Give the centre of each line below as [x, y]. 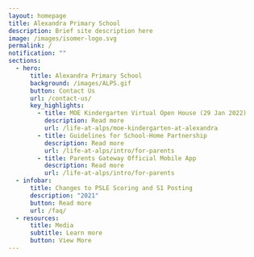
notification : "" [37, 53]
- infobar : [34, 181]
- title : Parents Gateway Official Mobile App [117, 158]
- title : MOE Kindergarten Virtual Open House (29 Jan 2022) [142, 114]
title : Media [52, 226]
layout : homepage [37, 16]
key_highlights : [57, 106]
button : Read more [60, 203]
